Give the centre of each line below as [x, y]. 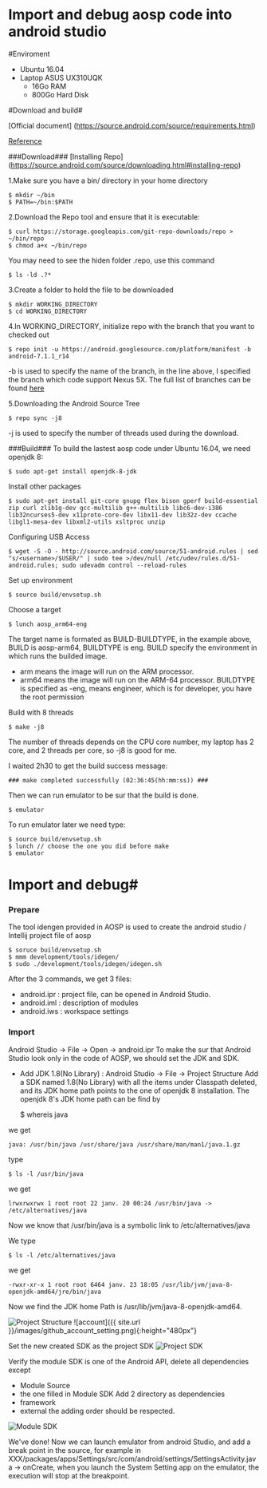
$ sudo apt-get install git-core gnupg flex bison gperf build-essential [133, 501]
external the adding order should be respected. [97, 1411]
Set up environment [41, 580]
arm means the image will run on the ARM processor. [107, 671]
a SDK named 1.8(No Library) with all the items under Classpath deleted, [138, 1082]
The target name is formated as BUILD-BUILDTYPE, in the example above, [130, 639]
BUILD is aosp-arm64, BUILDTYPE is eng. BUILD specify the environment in [133, 647]
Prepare [24, 910]
